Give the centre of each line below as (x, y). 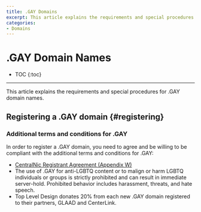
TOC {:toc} (28, 75)
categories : (21, 23)
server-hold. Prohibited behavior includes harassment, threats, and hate (103, 183)
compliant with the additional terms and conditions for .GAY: (80, 153)
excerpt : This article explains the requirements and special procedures (100, 17)
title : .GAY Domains (32, 12)
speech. (25, 190)
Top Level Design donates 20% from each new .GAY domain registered (102, 196)
